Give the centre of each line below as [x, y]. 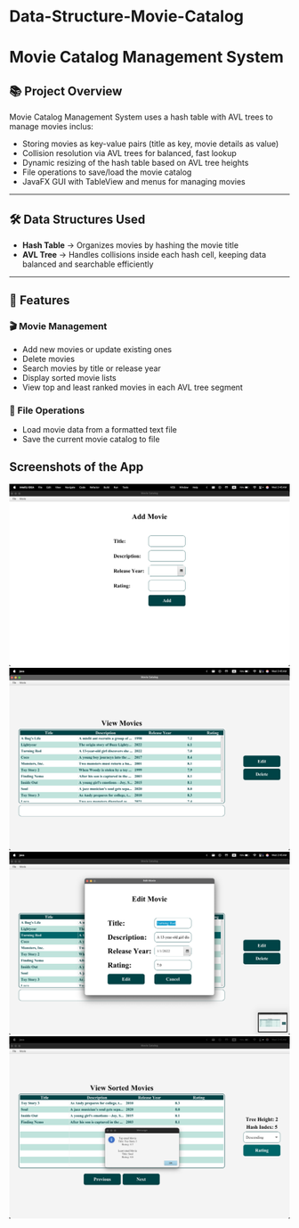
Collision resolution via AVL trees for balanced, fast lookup [129, 153]
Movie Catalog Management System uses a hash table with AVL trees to [141, 117]
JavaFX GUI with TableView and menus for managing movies [134, 182]
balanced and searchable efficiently [88, 264]
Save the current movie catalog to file [91, 439]
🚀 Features [40, 301]
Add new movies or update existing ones [97, 349]
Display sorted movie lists [69, 377]
